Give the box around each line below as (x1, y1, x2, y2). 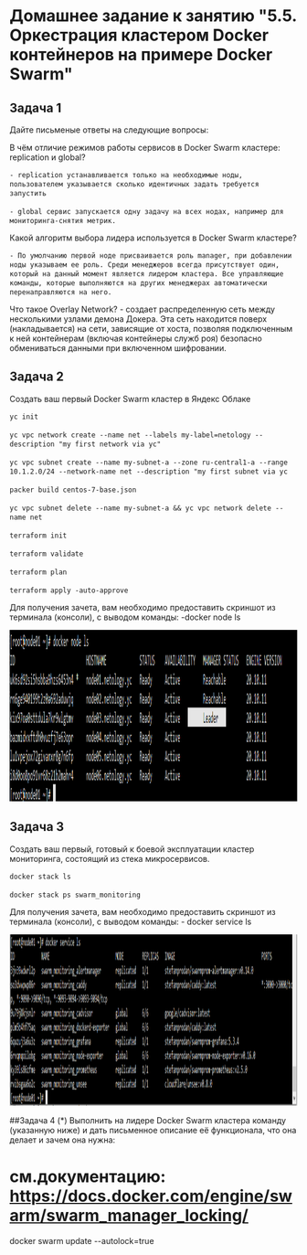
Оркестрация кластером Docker (9, 25, 270, 46)
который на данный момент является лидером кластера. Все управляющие (9, 270, 284, 279)
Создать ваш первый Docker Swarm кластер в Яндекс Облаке (9, 393, 251, 404)
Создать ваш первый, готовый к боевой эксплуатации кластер (9, 843, 255, 855)
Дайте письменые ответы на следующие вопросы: (9, 124, 209, 135)
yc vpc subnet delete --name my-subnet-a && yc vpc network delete (9, 504, 272, 513)
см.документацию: (9, 1166, 166, 1186)
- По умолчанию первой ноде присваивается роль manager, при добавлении (9, 251, 292, 261)
